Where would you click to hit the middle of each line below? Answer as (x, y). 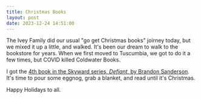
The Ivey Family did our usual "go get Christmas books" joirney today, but (99, 41)
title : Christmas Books (36, 12)
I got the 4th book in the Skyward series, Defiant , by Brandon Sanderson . (98, 72)
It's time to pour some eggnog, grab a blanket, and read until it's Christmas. (101, 78)
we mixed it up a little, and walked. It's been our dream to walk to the (92, 47)
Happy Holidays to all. (34, 90)
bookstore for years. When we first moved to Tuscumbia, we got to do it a (98, 53)
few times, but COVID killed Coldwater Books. (63, 60)
